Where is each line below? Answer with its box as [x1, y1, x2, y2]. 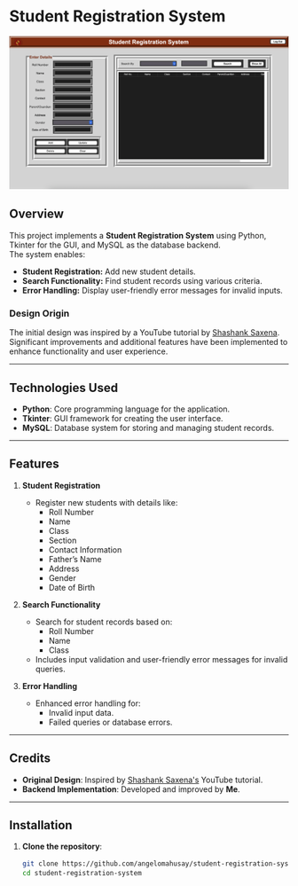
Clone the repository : [21, 841, 103, 852]
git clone [21, 859, 59, 868]
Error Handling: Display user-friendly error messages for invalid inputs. [21, 285, 284, 295]
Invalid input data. [48, 707, 114, 717]
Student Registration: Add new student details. [21, 266, 197, 277]
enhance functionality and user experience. [9, 346, 169, 357]
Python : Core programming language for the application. [21, 404, 231, 414]
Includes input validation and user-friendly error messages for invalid [35, 654, 288, 664]
